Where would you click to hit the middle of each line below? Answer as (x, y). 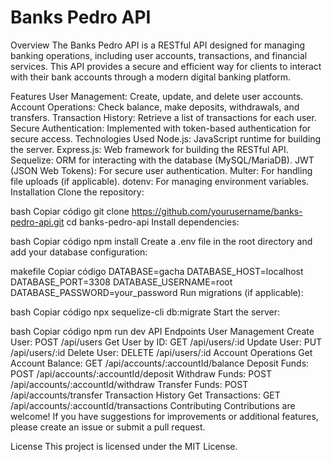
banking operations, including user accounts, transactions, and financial (159, 55)
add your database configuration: (79, 252)
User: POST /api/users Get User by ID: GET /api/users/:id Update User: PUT (166, 342)
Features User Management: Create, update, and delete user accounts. (157, 96)
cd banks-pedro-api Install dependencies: (153, 222)
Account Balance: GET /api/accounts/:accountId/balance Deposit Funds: (160, 363)
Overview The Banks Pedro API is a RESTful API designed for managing (157, 45)
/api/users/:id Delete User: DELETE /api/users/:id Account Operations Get (161, 352)
